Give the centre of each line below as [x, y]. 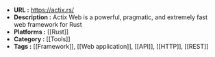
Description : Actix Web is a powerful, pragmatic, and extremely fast [110, 17]
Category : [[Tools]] [42, 39]
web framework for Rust [48, 24]
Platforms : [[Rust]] [41, 32]
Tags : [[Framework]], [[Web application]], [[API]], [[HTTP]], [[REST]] [111, 46]
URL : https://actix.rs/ [43, 10]
